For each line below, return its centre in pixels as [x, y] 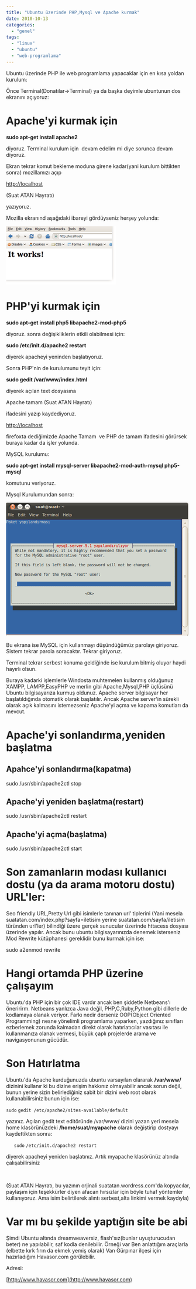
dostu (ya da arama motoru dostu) [91, 885]
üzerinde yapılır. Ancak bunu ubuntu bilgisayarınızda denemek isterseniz [93, 932]
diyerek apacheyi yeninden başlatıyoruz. [55, 357]
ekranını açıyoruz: [27, 97]
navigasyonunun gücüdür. [37, 1040]
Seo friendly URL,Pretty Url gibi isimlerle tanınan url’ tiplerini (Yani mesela [94, 914]
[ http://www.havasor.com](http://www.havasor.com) [69, 1280]
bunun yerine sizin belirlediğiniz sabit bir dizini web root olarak [81, 1092]
